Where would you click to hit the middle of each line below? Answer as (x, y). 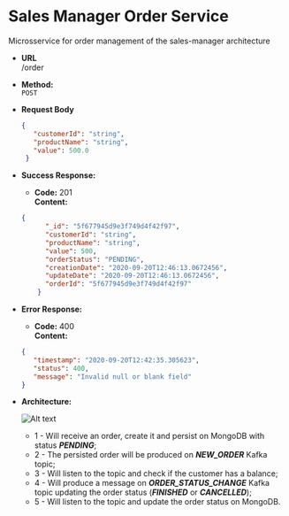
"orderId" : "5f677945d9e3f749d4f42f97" (118, 284)
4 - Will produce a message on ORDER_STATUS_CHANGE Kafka (152, 483)
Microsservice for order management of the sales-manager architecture (139, 41)
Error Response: (52, 309)
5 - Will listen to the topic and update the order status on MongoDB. (157, 502)
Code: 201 (53, 193)
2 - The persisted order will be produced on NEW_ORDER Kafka (151, 455)
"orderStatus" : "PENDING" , (95, 259)
